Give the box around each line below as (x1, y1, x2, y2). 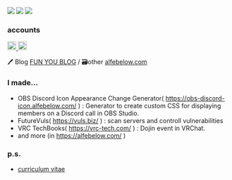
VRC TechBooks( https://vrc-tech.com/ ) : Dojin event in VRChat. (17, 124, 206, 132)
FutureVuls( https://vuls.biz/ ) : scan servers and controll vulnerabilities (17, 116, 224, 124)
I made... (7, 78, 39, 88)
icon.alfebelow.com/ (17, 101, 77, 110)
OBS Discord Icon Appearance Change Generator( (17, 94, 164, 102)
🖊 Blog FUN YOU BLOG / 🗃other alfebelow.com (7, 58, 147, 66)
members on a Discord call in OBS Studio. (17, 109, 140, 117)
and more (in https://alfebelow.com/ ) (17, 131, 126, 140)
